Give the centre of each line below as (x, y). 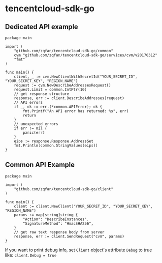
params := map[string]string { (46, 215)
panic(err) (34, 133)
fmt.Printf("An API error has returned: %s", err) (76, 111)
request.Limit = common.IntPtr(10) (50, 89)
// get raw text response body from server (59, 232)
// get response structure (42, 94)
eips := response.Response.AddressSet (54, 141)
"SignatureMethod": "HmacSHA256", (58, 223)
